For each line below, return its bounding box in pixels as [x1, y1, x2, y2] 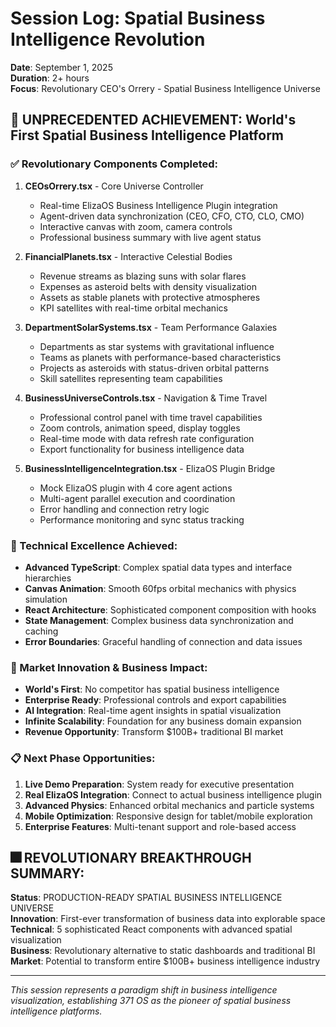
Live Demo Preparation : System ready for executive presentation [24, 778, 295, 790]
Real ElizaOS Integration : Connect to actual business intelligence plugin [24, 788, 323, 801]
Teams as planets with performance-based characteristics [39, 351, 282, 363]
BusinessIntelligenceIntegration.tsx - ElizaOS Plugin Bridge [24, 462, 276, 474]
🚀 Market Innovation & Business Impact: [10, 660, 208, 674]
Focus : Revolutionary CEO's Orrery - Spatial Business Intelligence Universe [10, 82, 321, 94]
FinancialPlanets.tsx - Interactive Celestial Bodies [24, 250, 233, 262]
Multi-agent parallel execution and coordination [39, 492, 236, 504]
